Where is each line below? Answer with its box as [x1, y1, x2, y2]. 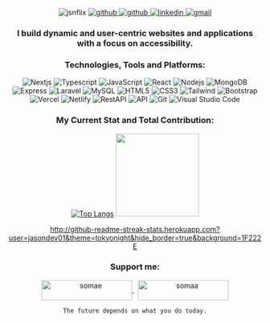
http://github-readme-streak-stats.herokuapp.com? [49, 224, 220, 234]
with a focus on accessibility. [76, 37, 194, 48]
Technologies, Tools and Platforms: [64, 59, 206, 70]
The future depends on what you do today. [63, 306, 207, 315]
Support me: [109, 261, 161, 272]
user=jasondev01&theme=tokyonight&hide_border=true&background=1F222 [8, 233, 262, 243]
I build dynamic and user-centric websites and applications [17, 27, 253, 39]
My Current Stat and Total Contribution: [55, 115, 215, 126]
